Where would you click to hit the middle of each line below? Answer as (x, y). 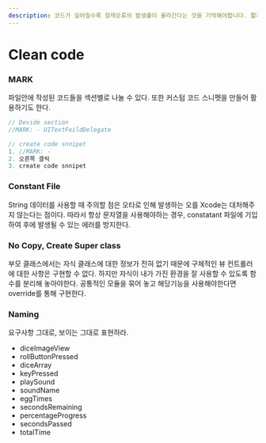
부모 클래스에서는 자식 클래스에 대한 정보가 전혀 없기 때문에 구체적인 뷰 (117, 263)
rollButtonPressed (49, 357)
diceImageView (45, 348)
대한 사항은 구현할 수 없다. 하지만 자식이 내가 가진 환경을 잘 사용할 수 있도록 (132, 273)
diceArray (36, 365)
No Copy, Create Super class (65, 245)
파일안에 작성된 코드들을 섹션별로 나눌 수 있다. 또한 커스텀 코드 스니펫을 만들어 (129, 98)
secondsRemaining (51, 407)
